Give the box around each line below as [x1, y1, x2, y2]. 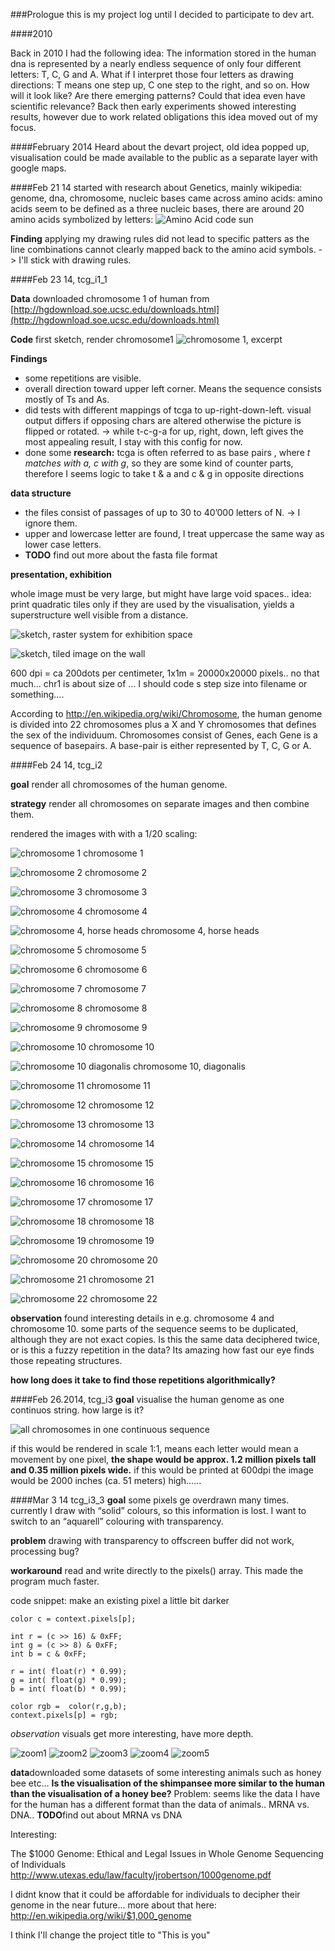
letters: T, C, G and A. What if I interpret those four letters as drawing [10, 69, 294, 80]
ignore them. [24, 517, 78, 529]
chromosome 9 [84, 1022, 148, 1033]
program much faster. [10, 1575, 100, 1587]
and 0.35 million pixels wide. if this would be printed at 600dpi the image [10, 1464, 314, 1476]
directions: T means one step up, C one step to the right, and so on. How [10, 79, 310, 91]
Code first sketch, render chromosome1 [10, 334, 174, 345]
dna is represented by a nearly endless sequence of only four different [10, 58, 302, 69]
